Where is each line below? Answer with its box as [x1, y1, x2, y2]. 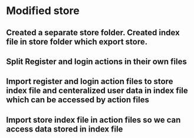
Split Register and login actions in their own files [6, 56, 187, 66]
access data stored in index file [6, 124, 123, 134]
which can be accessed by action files [6, 95, 149, 105]
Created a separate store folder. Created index [6, 28, 180, 38]
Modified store [6, 4, 80, 18]
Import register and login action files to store [6, 76, 173, 86]
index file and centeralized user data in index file [6, 86, 188, 96]
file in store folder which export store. [6, 36, 148, 46]
